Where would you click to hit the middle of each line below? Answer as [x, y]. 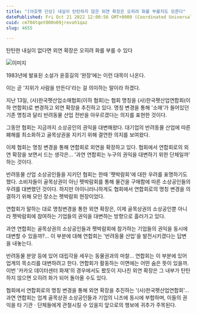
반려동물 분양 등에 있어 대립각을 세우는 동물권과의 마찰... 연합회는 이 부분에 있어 [97, 256]
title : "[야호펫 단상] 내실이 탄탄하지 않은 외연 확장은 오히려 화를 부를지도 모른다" [96, 11]
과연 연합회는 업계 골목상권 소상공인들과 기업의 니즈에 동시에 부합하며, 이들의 [94, 298]
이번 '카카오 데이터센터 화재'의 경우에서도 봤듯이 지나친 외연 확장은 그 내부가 [93, 271]
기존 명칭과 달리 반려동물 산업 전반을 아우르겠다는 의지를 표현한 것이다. [86, 115]
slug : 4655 [19, 28]
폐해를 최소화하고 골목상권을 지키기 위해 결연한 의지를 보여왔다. [78, 135]
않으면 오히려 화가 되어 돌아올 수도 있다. [62, 278]
